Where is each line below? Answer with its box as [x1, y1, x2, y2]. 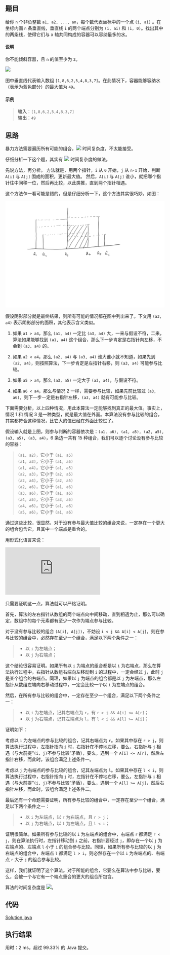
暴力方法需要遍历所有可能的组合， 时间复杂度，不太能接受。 [5, 145, 136, 152]
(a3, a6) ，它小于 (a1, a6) [17, 490, 73, 496]
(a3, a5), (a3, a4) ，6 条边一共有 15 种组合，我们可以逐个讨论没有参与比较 [5, 434, 163, 440]
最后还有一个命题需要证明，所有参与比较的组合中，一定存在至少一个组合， [5, 797, 160, 803]
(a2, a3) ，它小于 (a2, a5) [17, 470, 73, 477]
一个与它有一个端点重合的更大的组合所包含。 [22, 873, 116, 879]
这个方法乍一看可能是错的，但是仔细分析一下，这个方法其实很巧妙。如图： [5, 191, 160, 197]
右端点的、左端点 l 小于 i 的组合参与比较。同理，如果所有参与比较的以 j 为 [5, 843, 162, 850]
